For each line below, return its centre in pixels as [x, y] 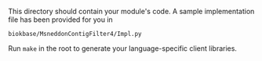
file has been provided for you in [61, 20]
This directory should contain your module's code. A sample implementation [131, 11]
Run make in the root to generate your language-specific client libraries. [123, 48]
